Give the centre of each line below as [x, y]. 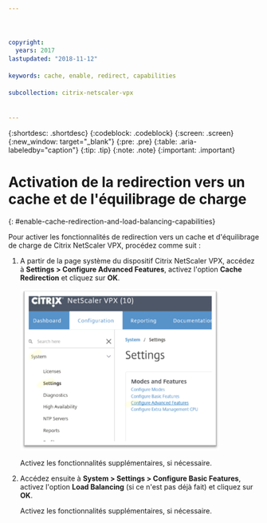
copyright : [26, 42]
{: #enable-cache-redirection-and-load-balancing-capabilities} [112, 222]
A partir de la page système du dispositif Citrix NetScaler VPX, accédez [137, 261]
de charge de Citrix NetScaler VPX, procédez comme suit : [104, 246]
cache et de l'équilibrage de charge [128, 199]
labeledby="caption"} [43, 150]
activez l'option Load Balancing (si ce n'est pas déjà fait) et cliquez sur [136, 486]
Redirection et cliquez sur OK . [70, 278]
